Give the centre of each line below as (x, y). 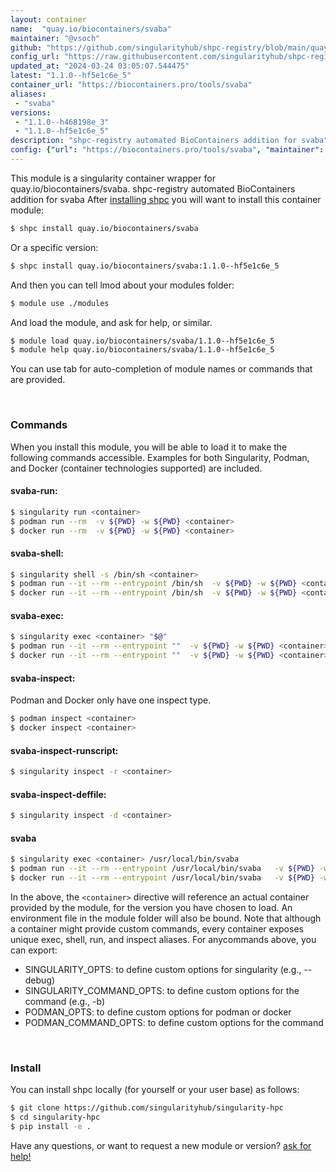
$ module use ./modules (60, 303)
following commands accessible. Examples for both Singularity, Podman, (160, 457)
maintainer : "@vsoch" (55, 38)
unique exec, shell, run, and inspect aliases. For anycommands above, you (163, 939)
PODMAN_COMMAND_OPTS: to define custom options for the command (174, 1022)
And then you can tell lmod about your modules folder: (122, 285)
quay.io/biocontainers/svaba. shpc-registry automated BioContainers (153, 188)
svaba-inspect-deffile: (58, 794)
